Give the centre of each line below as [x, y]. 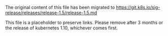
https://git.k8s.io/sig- [138, 7]
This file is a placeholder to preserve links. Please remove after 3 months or [84, 23]
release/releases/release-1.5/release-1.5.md [51, 13]
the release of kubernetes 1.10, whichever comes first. [62, 28]
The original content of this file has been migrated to [60, 7]
